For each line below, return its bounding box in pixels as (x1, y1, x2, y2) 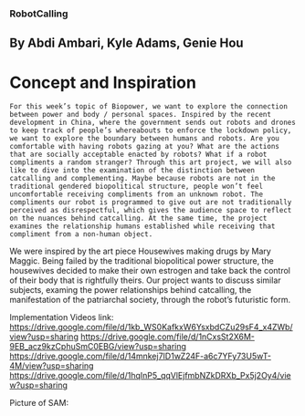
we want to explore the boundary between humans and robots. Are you (9, 134, 280, 143)
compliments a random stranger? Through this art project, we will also (9, 158, 292, 167)
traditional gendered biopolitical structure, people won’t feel (9, 182, 263, 192)
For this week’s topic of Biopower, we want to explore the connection (9, 102, 288, 111)
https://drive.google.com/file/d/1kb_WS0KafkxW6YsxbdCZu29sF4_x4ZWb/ (9, 322, 294, 333)
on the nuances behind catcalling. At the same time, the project (9, 213, 268, 224)
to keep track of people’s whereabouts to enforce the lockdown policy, (9, 126, 292, 135)
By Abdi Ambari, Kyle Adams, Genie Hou (9, 36, 244, 51)
